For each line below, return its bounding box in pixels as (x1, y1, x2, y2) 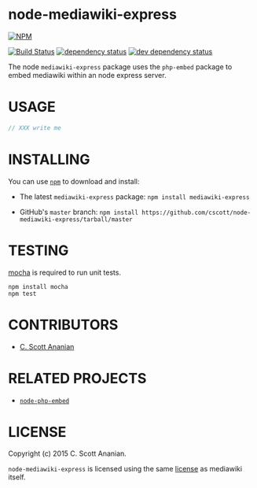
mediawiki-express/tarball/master (19, 215, 133, 224)
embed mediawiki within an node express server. (8, 70, 167, 79)
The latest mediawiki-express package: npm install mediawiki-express (19, 191, 250, 201)
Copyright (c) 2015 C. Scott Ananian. (8, 449, 127, 458)
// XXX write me (8, 124, 61, 131)
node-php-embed (19, 397, 70, 405)
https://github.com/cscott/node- (141, 209, 251, 216)
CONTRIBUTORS (8, 316, 119, 334)
